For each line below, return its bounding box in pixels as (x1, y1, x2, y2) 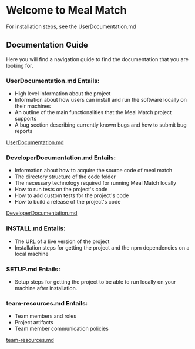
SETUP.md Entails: (6, 265, 60, 273)
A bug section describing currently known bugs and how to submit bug (14, 121, 187, 128)
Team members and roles (14, 313, 77, 320)
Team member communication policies (14, 325, 109, 333)
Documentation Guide (6, 40, 88, 50)
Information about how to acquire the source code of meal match (14, 167, 172, 174)
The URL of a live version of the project (14, 238, 110, 245)
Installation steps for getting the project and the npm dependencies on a (14, 244, 190, 251)
